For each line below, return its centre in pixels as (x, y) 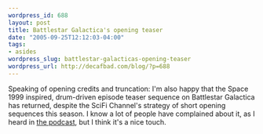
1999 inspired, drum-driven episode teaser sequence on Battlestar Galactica (131, 97)
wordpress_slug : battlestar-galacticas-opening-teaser (100, 60)
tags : (17, 45)
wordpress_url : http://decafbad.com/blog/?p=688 (89, 67)
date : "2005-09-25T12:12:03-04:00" (66, 37)
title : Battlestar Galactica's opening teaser (86, 30)
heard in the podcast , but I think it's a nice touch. (87, 121)
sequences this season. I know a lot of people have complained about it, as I (131, 114)
